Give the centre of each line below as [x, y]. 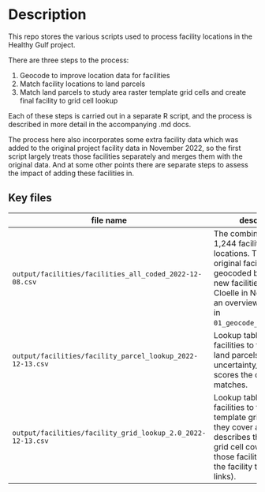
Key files [30, 198]
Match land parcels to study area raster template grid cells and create [133, 92]
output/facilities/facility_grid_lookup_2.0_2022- [109, 433]
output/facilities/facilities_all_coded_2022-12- [107, 274]
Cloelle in [231, 292]
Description [47, 15]
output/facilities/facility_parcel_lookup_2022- [105, 356]
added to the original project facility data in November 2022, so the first [125, 148]
